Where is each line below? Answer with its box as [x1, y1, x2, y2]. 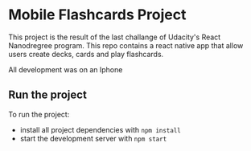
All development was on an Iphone [8, 64, 123, 74]
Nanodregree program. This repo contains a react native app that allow [8, 40, 244, 50]
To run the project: [8, 109, 70, 119]
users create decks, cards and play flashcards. [8, 49, 164, 59]
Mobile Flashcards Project [8, 6, 187, 24]
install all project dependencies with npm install [19, 124, 181, 134]
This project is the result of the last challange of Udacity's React [8, 32, 221, 42]
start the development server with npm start [19, 133, 167, 143]
